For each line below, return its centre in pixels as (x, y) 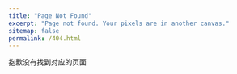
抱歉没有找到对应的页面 (47, 62)
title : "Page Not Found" (50, 16)
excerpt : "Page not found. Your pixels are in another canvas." (119, 23)
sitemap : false (34, 31)
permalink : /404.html (45, 38)
